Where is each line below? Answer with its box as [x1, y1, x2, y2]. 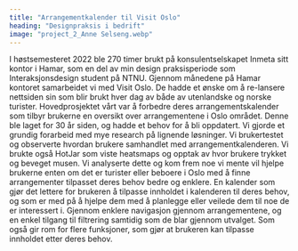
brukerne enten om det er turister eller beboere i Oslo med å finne [9, 167, 251, 178]
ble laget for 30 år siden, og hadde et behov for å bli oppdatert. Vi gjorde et [9, 120, 286, 131]
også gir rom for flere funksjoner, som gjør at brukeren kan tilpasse [9, 224, 255, 235]
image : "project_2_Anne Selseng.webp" [9, 29, 153, 38]
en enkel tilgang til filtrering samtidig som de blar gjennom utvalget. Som [9, 215, 276, 225]
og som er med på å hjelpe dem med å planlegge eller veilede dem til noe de [9, 196, 290, 206]
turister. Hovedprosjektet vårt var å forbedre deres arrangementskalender [9, 101, 279, 112]
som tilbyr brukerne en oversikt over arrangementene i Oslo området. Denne [9, 110, 289, 121]
